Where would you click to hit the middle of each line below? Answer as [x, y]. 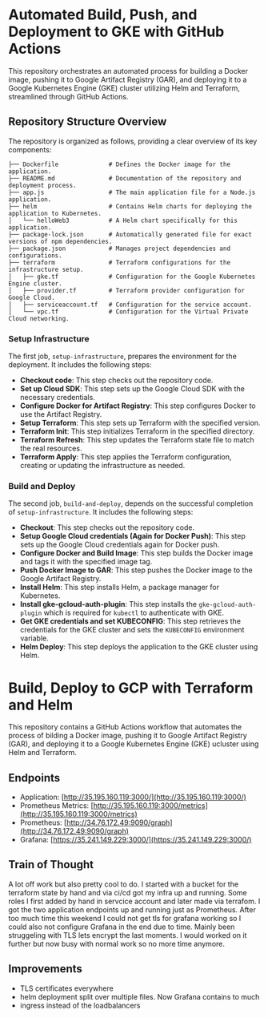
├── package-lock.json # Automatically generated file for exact [130, 234]
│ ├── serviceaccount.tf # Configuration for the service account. [130, 305]
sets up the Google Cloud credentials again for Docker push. [120, 545]
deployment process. [43, 185]
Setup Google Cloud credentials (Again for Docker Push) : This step [133, 536]
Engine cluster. [35, 283]
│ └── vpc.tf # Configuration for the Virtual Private [128, 311]
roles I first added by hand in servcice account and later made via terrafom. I [134, 901]
